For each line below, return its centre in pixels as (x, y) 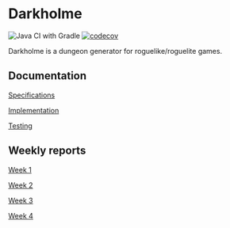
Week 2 (21, 185)
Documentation (48, 76)
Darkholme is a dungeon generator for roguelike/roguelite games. (115, 51)
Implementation (34, 110)
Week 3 (21, 200)
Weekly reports (47, 151)
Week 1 (20, 169)
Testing (21, 125)
